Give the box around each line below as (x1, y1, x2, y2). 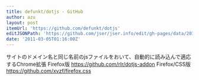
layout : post (6, 20, 38, 25)
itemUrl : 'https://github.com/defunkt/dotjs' (6, 25, 120, 31)
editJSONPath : (6, 31, 41, 37)
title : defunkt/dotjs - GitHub (6, 8, 84, 15)
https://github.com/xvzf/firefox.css (6, 68, 92, 74)
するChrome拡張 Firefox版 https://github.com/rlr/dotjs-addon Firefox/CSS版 (6, 60, 191, 68)
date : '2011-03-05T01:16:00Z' (6, 36, 81, 42)
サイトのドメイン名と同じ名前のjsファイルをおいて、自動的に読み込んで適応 (6, 53, 191, 60)
